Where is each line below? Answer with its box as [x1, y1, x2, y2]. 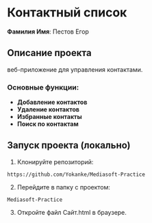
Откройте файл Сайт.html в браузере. [16, 208, 127, 216]
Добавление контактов [16, 98, 88, 107]
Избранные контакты [16, 113, 82, 121]
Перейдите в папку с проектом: [16, 183, 111, 191]
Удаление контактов [16, 105, 80, 114]
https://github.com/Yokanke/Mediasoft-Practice [7, 171, 146, 178]
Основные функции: [7, 82, 79, 92]
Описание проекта [7, 47, 92, 59]
